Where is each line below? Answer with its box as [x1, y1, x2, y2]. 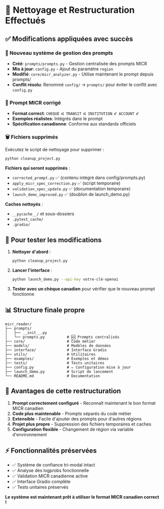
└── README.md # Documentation [5, 373, 100, 379]
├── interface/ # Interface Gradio [5, 347, 107, 352]
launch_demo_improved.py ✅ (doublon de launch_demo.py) [12, 191, 130, 197]
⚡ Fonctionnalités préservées [5, 446, 97, 455]
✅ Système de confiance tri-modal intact [12, 462, 95, 468]
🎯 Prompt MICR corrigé [5, 99, 61, 106]
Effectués [5, 15, 46, 26]
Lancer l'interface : [12, 267, 53, 273]
